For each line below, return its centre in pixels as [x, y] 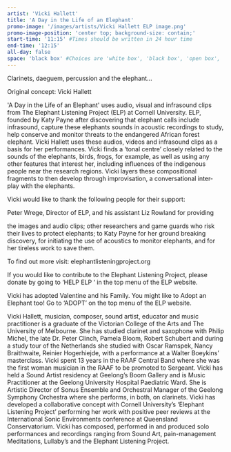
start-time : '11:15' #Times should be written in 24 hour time [100, 39]
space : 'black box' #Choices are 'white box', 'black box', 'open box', [114, 59]
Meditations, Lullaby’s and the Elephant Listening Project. [88, 441]
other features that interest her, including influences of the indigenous [107, 164]
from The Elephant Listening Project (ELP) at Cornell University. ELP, [104, 112]
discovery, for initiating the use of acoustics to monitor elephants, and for [111, 241]
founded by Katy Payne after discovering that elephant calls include [103, 120]
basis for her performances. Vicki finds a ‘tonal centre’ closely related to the [115, 149]
